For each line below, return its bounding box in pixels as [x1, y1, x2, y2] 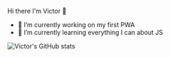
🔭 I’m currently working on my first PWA [17, 21, 135, 28]
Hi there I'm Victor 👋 [7, 7, 67, 15]
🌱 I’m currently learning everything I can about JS [17, 28, 164, 36]
